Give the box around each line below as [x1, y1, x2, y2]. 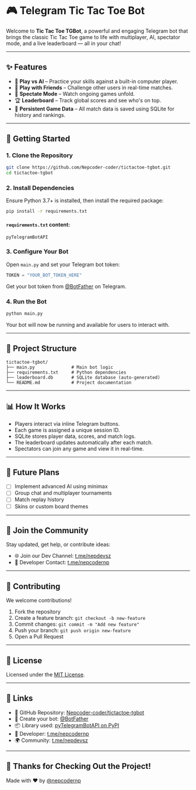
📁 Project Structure [6, 344, 77, 354]
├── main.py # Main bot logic [6, 364, 114, 370]
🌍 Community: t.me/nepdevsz [14, 737, 89, 744]
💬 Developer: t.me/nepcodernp [14, 730, 89, 737]
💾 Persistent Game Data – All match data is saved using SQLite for [14, 105, 175, 112]
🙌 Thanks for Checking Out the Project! [6, 761, 152, 771]
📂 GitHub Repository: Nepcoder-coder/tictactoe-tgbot [14, 709, 145, 716]
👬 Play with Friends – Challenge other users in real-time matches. [14, 84, 173, 91]
